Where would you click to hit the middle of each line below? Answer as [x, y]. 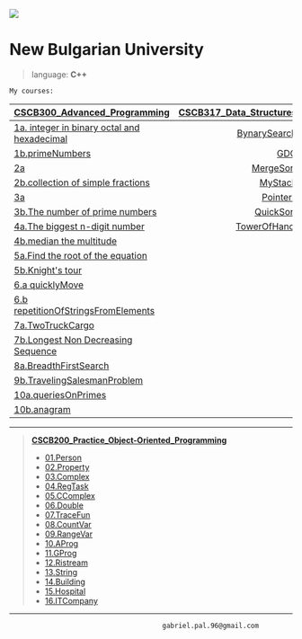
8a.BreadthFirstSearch [62, 366]
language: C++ [59, 74]
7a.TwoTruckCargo [54, 325]
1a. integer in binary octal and [77, 128]
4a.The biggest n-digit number [80, 226]
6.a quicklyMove [49, 285]
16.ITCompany [71, 600]
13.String [61, 572]
